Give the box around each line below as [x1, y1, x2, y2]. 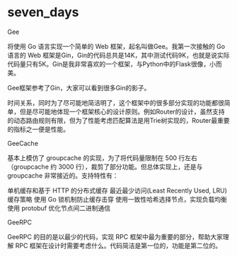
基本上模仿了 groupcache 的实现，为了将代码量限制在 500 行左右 [7, 153, 198, 162]
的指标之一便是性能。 [7, 125, 69, 133]
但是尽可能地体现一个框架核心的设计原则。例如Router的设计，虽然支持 [19, 107, 225, 116]
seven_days [7, 4, 79, 20]
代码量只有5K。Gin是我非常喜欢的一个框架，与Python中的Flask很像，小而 [7, 59, 222, 68]
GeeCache [7, 139, 39, 147]
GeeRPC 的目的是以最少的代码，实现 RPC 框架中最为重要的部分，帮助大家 [7, 232, 223, 240]
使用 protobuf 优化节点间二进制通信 [7, 204, 111, 212]
